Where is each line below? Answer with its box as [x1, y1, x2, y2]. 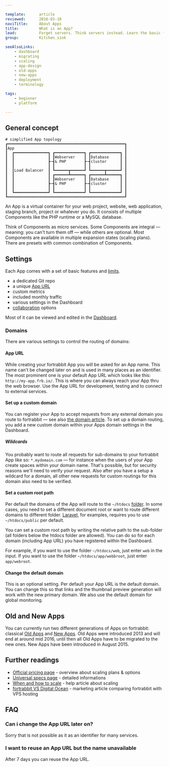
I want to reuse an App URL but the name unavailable [5, 745, 137, 752]
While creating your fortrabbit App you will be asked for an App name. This [5, 361, 160, 367]
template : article [5, 12, 55, 17]
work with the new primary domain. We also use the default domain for [5, 592, 152, 598]
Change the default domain [5, 569, 64, 576]
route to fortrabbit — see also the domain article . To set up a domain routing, [5, 416, 164, 422]
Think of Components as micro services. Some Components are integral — [5, 224, 160, 230]
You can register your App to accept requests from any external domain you [5, 411, 162, 417]
